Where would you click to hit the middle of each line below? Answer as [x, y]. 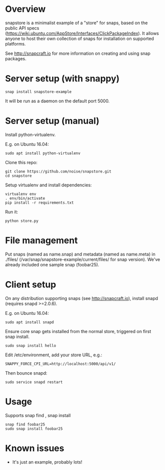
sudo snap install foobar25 [34, 428]
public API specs [22, 28]
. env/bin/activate [25, 198]
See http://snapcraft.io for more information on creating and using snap [78, 53]
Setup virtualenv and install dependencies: [49, 185]
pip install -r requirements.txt [40, 203]
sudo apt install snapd [30, 322]
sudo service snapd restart [34, 382]
